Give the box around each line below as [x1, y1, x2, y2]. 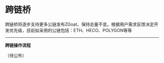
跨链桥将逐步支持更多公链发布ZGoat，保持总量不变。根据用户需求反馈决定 [5, 21, 154, 27]
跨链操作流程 [5, 42, 31, 48]
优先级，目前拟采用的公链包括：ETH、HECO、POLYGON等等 [9, 27, 132, 33]
